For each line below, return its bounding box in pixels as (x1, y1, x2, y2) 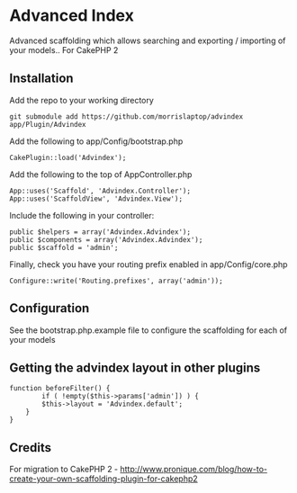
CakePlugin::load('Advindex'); (9, 153, 127, 162)
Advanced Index (9, 5, 135, 26)
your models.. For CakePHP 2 (9, 44, 119, 55)
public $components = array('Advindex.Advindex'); (9, 235, 203, 244)
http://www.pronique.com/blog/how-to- (120, 464, 268, 475)
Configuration (9, 300, 90, 316)
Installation (9, 71, 74, 86)
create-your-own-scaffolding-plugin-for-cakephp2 (9, 473, 198, 484)
